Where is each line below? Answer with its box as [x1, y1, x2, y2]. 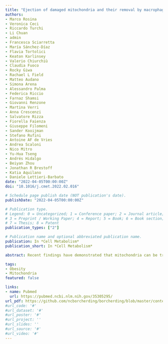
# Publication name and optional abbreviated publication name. [5, 234, 142, 239]
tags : [5, 261, 16, 266]
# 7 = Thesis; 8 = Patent [5, 220, 59, 225]
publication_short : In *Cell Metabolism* [5, 243, 93, 248]
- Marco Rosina [5, 16, 37, 21]
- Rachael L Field [5, 72, 43, 77]
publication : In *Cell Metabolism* [5, 239, 79, 244]
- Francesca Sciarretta [5, 40, 55, 45]
